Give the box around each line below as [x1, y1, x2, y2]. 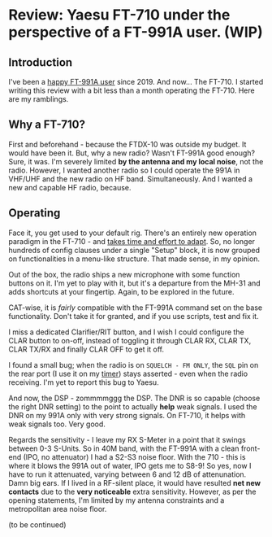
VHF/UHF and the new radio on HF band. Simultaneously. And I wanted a [8, 173, 253, 184]
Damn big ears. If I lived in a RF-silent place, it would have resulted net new [8, 478, 261, 487]
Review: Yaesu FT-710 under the [8, 6, 231, 24]
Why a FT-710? [8, 118, 85, 132]
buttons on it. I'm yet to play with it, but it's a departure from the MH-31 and [8, 278, 261, 288]
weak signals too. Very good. [8, 419, 106, 429]
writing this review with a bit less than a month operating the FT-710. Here [8, 85, 255, 95]
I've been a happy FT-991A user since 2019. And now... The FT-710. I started [8, 77, 264, 86]
